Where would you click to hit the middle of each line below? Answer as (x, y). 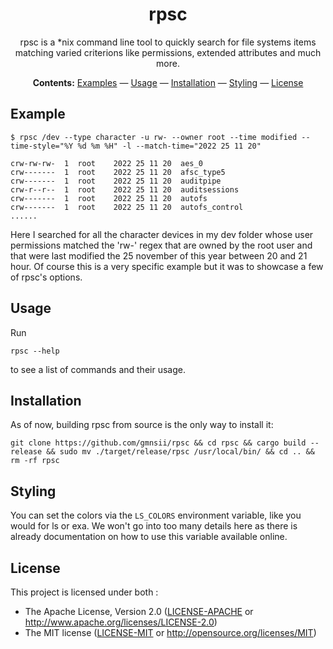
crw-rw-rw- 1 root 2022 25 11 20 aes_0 (106, 163)
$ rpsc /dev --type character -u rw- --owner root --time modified (154, 137)
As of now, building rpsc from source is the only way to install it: (142, 425)
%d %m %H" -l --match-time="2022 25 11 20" (169, 146)
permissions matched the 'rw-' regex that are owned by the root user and (161, 245)
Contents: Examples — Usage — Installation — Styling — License (168, 82)
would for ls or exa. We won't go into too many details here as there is (154, 526)
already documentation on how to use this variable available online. (149, 537)
